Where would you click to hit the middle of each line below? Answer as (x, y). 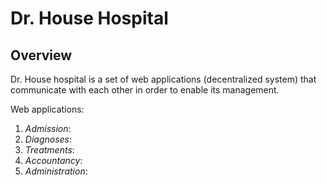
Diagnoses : (48, 139)
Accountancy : (53, 160)
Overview (41, 55)
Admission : (48, 128)
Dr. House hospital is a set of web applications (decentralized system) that (163, 79)
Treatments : (49, 150)
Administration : (56, 171)
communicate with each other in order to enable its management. (145, 90)
